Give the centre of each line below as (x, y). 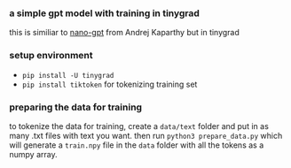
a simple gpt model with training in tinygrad (104, 13)
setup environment (51, 56)
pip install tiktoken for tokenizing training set (110, 84)
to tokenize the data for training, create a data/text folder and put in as (139, 126)
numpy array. (33, 154)
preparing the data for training (76, 107)
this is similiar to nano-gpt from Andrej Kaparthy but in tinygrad (124, 33)
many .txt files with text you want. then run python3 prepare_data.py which (146, 135)
